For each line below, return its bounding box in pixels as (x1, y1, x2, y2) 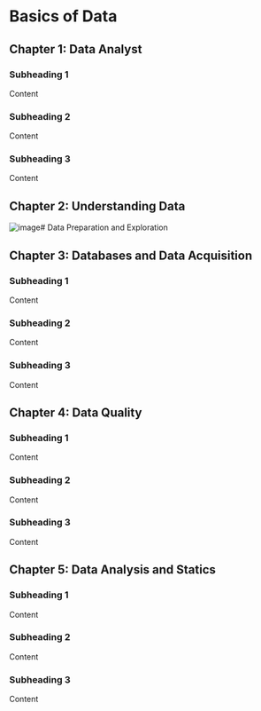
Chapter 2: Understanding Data (9, 198, 186, 214)
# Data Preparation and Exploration (40, 222, 168, 233)
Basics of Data (9, 6, 118, 27)
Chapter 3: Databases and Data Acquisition (9, 248, 253, 263)
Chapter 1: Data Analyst (9, 42, 142, 57)
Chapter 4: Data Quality (9, 405, 142, 420)
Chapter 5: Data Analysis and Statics (9, 562, 217, 578)
